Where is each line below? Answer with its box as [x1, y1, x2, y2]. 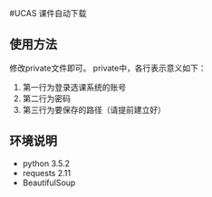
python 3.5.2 [22, 157, 71, 169]
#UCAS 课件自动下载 [9, 8, 87, 18]
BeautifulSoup [22, 177, 76, 188]
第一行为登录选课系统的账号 [22, 81, 127, 92]
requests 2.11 [22, 167, 71, 178]
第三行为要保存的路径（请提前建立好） [22, 104, 166, 115]
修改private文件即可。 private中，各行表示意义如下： [9, 62, 207, 73]
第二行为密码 [22, 93, 71, 104]
